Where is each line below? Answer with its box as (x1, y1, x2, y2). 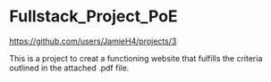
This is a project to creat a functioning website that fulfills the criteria (9, 53, 263, 63)
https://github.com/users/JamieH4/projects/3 (9, 36, 177, 46)
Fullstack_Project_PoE (9, 6, 178, 27)
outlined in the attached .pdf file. (9, 62, 130, 73)
